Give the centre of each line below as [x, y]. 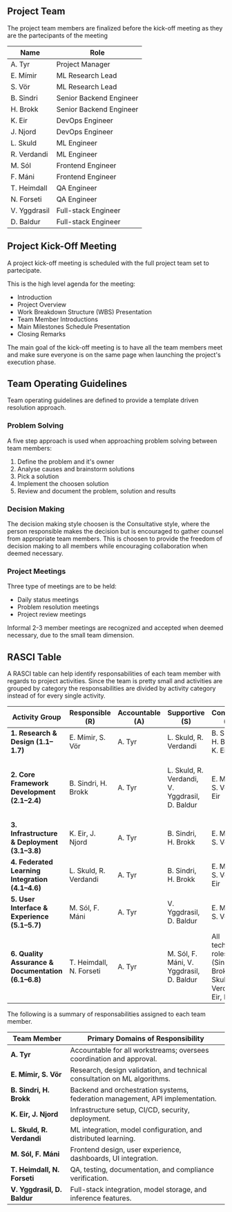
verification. [89, 1178]
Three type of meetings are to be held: [62, 586]
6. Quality [27, 954]
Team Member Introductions [58, 319]
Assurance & [32, 963]
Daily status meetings [48, 600]
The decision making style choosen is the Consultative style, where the [109, 524]
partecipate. [25, 270]
